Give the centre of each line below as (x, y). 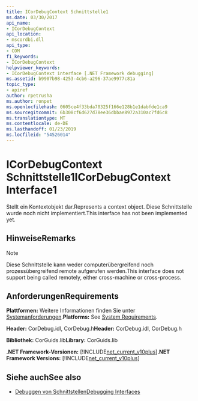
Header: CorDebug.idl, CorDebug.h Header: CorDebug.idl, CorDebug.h (94, 329)
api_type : (19, 46)
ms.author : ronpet (29, 101)
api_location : (24, 34)
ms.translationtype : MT (36, 118)
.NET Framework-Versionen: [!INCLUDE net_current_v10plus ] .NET (88, 352)
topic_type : (21, 85)
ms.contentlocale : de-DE (37, 124)
